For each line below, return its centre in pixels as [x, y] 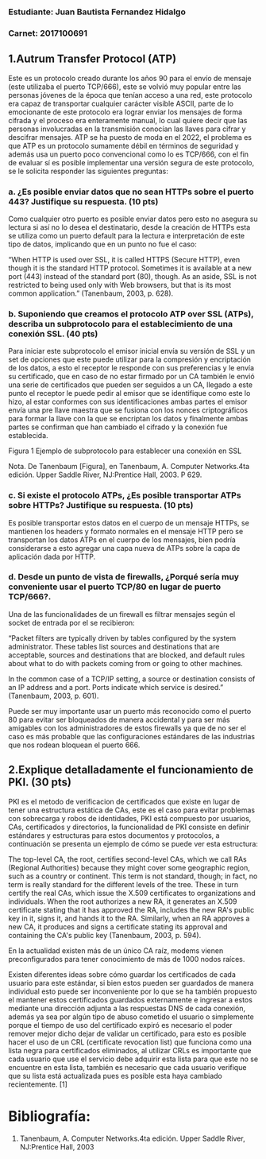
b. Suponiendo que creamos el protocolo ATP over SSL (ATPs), [131, 314]
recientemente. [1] [38, 1084]
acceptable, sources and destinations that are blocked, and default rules [127, 655]
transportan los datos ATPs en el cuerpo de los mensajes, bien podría [122, 540]
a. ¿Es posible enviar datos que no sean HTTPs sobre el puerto [131, 192]
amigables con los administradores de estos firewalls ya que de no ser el [127, 728]
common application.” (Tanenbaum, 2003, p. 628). [91, 293]
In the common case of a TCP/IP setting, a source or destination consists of [132, 679]
